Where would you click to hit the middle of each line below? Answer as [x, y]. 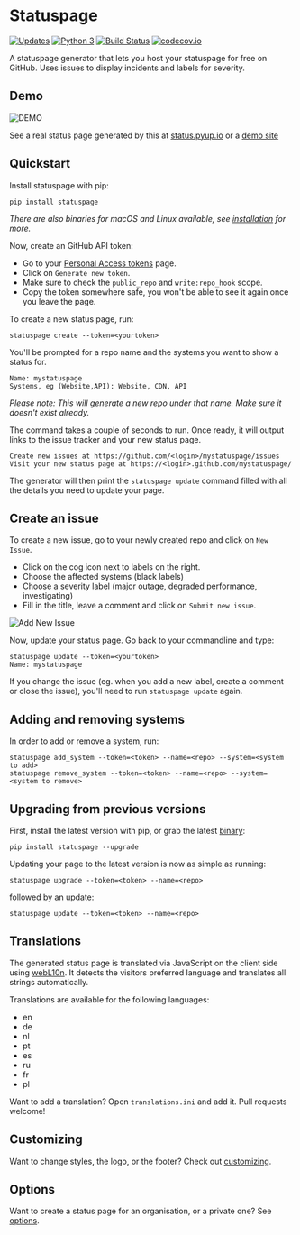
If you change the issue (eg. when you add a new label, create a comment [146, 682]
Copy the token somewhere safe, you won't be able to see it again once [155, 292]
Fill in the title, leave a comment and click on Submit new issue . [139, 606]
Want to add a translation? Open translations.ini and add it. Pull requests [148, 1102]
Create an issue [54, 518]
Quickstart [40, 164]
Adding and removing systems [97, 719]
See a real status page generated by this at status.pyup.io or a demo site [144, 135]
